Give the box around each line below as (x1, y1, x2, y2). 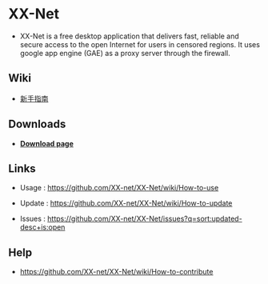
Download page (19, 138, 74, 148)
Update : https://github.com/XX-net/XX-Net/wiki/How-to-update (19, 198, 233, 208)
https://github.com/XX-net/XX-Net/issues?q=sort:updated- (47, 214, 242, 224)
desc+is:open (19, 222, 66, 232)
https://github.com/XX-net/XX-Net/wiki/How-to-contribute (19, 267, 214, 277)
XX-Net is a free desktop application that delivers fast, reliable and (19, 31, 240, 41)
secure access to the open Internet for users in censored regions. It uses (19, 39, 260, 49)
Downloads (8, 118, 66, 131)
